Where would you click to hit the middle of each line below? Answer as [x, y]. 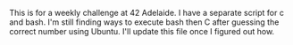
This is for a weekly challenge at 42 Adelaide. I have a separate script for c [146, 13]
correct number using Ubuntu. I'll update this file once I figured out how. [142, 31]
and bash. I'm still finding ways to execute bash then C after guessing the [144, 22]
